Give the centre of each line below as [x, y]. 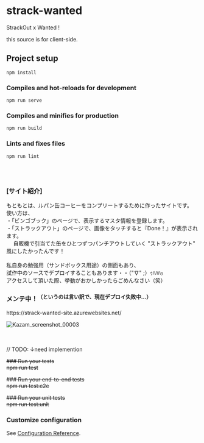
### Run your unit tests [36, 397]
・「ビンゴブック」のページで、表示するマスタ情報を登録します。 [87, 221]
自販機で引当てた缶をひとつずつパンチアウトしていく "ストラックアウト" [104, 243]
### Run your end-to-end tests [46, 379]
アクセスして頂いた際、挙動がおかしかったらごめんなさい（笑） [86, 280]
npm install [21, 73]
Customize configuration [44, 420]
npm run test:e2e [28, 386]
